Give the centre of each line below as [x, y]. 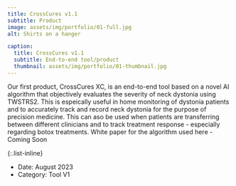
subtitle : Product [34, 21]
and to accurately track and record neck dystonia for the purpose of [107, 109]
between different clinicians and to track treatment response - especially [114, 124]
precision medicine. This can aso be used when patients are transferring [113, 116]
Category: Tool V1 [44, 174]
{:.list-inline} [25, 153]
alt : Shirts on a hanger [44, 34]
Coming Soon [27, 139]
